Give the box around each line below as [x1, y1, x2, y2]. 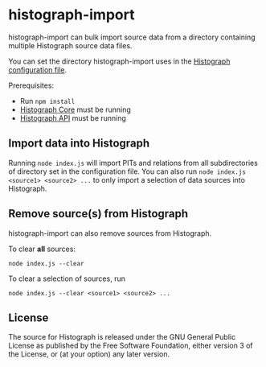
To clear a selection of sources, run [8, 274, 126, 283]
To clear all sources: [8, 244, 76, 254]
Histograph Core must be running [19, 105, 131, 114]
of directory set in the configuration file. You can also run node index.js [8, 167, 247, 176]
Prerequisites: [8, 80, 55, 90]
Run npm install [19, 96, 76, 105]
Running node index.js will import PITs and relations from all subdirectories [8, 158, 259, 167]
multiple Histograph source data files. [8, 40, 133, 50]
